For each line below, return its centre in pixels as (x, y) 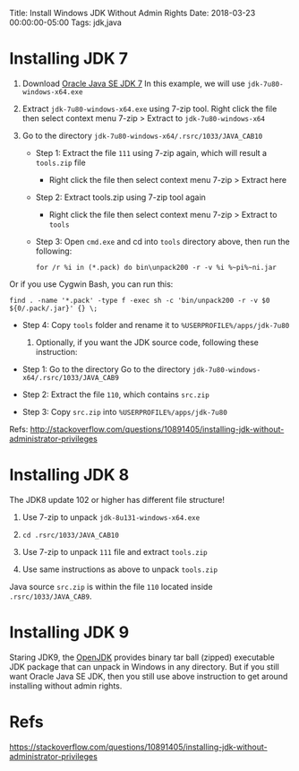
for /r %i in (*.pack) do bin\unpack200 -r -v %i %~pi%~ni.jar (156, 267)
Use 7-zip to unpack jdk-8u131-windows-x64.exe (111, 517)
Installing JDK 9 (69, 632)
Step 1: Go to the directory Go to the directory (106, 369)
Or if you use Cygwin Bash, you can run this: (91, 284)
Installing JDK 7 (68, 59)
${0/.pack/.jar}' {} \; (54, 308)
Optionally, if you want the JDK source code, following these (147, 342)
